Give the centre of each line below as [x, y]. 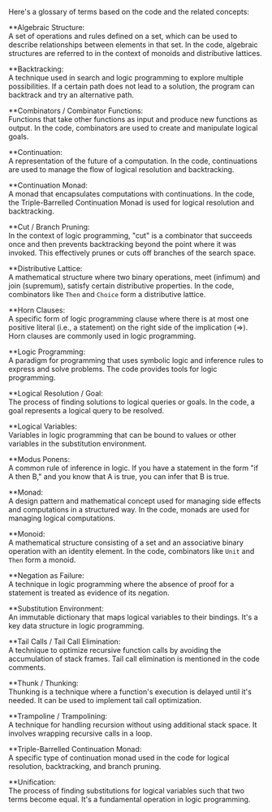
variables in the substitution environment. [78, 443]
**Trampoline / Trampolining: [58, 716]
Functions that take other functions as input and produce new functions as [133, 119]
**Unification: [32, 782]
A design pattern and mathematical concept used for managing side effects [135, 501]
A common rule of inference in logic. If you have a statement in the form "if [133, 468]
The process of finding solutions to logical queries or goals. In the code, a [132, 402]
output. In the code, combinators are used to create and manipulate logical [133, 128]
